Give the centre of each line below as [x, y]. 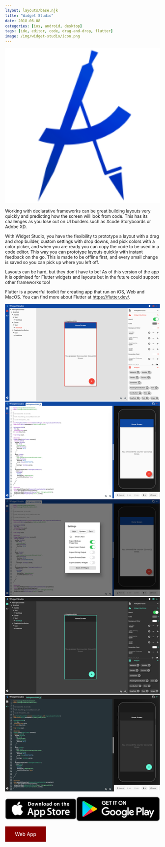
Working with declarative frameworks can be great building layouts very [78, 211]
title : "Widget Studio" [29, 15]
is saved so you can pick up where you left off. [52, 262]
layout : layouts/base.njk [31, 10]
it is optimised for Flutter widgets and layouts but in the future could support [82, 277]
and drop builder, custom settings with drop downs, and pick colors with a [80, 241]
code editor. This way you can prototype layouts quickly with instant [74, 252]
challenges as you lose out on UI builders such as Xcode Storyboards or [78, 221]
